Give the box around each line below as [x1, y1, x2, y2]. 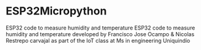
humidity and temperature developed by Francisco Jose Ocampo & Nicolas [5, 30, 195, 37]
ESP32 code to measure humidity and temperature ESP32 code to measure [5, 24, 196, 31]
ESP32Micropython [5, 4, 108, 18]
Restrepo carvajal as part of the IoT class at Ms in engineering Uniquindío [5, 37, 191, 44]
